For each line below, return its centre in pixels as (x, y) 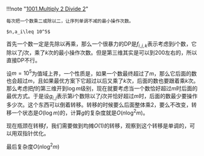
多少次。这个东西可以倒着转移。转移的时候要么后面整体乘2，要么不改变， (99, 105)
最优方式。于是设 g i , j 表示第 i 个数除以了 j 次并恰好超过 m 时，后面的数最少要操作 (102, 97)
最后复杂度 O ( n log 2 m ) (33, 146)
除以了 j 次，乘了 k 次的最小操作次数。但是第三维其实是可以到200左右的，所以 (102, 52)
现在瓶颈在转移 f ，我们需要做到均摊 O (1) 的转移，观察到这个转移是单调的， (98, 126)
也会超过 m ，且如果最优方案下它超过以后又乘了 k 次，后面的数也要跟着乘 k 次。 (103, 81)
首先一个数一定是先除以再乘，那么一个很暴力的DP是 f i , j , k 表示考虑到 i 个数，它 (102, 44)
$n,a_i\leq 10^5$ (28, 32)
